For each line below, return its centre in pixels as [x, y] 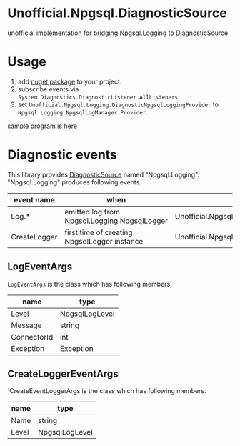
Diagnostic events [62, 155]
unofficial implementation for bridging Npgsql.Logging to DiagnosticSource [118, 33]
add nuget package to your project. [70, 81]
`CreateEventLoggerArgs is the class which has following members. [107, 391]
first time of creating [99, 232]
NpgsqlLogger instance [104, 241]
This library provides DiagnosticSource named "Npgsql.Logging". [104, 174]
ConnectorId [32, 337]
